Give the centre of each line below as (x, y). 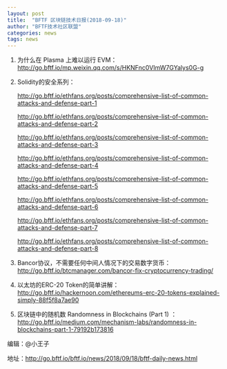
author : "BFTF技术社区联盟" (44, 26)
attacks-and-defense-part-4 (58, 165)
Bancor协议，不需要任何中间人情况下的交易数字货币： (94, 263)
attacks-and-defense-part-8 (58, 249)
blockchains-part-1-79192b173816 (65, 330)
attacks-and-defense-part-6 (58, 207)
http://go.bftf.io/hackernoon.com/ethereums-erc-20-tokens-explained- (118, 293)
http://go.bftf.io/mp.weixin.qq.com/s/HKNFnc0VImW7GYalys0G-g (110, 68)
